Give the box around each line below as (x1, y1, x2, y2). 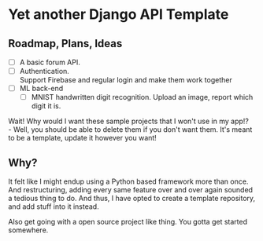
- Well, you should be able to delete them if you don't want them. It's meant (8, 125, 253, 134)
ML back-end (19, 84, 64, 93)
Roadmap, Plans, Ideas (8, 37, 123, 50)
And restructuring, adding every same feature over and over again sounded (8, 185, 254, 195)
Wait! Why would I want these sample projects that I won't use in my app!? (8, 116, 250, 126)
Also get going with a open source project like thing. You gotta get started (8, 217, 248, 227)
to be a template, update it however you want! (8, 133, 157, 143)
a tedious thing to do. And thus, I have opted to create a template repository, (8, 194, 256, 203)
